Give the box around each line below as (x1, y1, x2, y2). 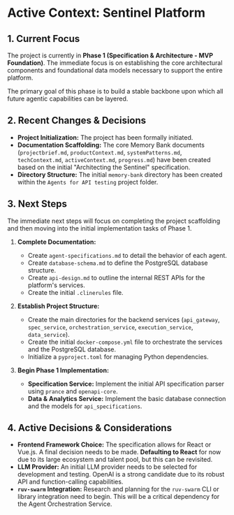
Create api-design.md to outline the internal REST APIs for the (27, 273, 205, 282)
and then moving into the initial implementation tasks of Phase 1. (7, 224, 192, 232)
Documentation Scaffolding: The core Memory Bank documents (17, 140, 205, 149)
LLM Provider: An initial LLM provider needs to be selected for (17, 463, 198, 471)
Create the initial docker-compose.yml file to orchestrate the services (27, 338, 223, 346)
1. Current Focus (7, 33, 80, 45)
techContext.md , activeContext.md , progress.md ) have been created (17, 155, 211, 164)
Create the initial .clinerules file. (27, 288, 124, 296)
